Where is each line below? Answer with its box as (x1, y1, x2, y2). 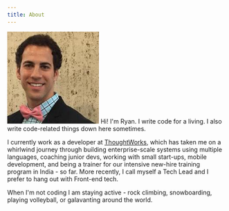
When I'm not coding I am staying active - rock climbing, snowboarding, (7, 188, 212, 196)
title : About (7, 11, 45, 18)
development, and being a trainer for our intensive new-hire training (7, 160, 201, 168)
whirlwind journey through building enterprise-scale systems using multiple (7, 145, 223, 153)
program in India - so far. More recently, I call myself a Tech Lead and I (7, 167, 209, 176)
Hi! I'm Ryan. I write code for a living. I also (100, 117, 223, 125)
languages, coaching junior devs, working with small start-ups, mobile (7, 153, 208, 161)
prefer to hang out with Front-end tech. (7, 174, 119, 183)
